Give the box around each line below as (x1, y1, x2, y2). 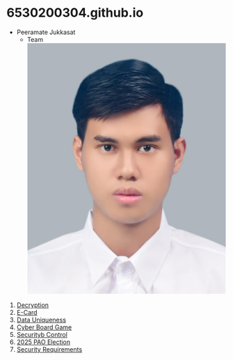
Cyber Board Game (16, 323, 72, 331)
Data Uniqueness (16, 315, 67, 324)
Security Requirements (16, 345, 83, 354)
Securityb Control (16, 331, 67, 339)
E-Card (16, 308, 38, 317)
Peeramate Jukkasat (16, 28, 76, 36)
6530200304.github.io (6, 5, 144, 21)
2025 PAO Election (16, 338, 71, 346)
